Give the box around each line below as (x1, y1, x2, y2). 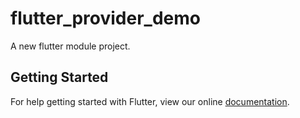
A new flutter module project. (10, 40, 131, 52)
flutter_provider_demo (10, 7, 201, 30)
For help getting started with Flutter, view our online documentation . (10, 95, 290, 107)
